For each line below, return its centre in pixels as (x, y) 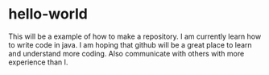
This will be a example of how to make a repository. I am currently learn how (135, 36)
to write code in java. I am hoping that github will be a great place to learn (130, 44)
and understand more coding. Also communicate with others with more (126, 53)
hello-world (48, 14)
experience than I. (38, 62)
